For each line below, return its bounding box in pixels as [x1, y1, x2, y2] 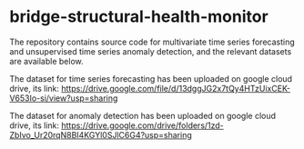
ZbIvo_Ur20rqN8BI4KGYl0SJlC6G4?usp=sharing [9, 129, 193, 140]
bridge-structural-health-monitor [9, 6, 269, 27]
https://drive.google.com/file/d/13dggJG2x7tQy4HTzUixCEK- [60, 83, 291, 94]
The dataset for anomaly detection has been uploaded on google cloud [9, 110, 276, 121]
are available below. [9, 55, 84, 66]
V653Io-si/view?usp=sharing [9, 93, 118, 104]
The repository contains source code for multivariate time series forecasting [9, 36, 296, 47]
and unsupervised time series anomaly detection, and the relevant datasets [9, 45, 292, 56]
